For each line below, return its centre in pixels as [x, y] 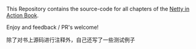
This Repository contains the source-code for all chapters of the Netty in [98, 9]
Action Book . [22, 15]
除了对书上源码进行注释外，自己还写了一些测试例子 [71, 40]
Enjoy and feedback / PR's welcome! [53, 27]
